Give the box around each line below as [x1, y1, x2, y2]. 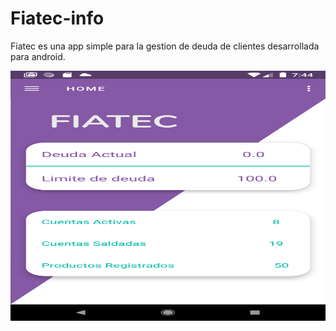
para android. [10, 50, 66, 62]
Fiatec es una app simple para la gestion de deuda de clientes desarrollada [10, 40, 320, 52]
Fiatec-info [10, 7, 105, 30]
